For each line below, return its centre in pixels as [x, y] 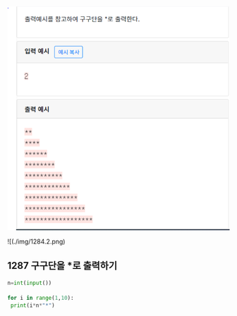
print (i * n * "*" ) [32, 305]
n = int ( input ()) [30, 283]
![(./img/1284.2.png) [36, 241]
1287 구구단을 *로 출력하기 [62, 266]
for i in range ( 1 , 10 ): [41, 298]
